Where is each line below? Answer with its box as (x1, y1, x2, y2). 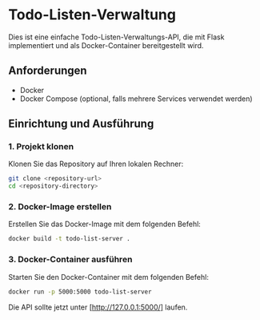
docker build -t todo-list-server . (8, 235, 130, 243)
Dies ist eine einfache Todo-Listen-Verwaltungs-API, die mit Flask (8, 32, 225, 42)
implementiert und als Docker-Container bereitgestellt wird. (8, 40, 204, 50)
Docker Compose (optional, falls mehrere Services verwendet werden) (19, 94, 254, 103)
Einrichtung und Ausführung (8, 117, 154, 131)
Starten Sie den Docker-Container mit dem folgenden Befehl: (8, 272, 210, 282)
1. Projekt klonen (8, 141, 74, 152)
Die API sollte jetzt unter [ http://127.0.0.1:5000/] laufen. (8, 302, 188, 312)
